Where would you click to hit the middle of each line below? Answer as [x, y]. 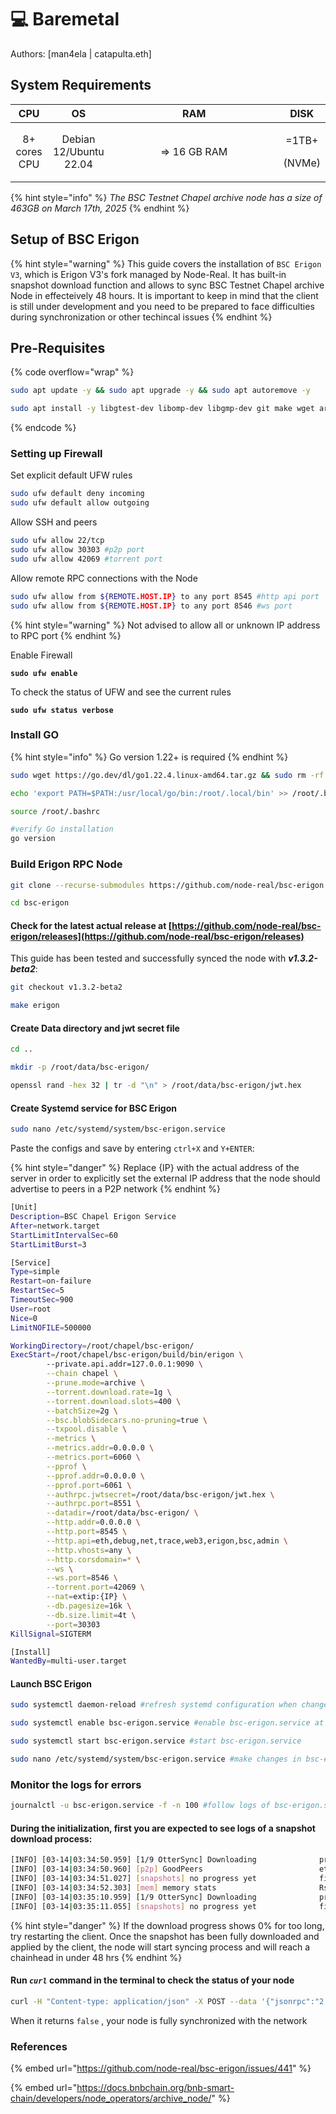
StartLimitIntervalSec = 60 [64, 1235]
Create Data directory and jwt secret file [95, 1028]
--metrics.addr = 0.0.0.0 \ [100, 1448]
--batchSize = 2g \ [82, 1411]
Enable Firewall [41, 655]
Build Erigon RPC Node [66, 864]
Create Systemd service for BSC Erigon [94, 1108]
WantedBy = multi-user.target [69, 1661]
